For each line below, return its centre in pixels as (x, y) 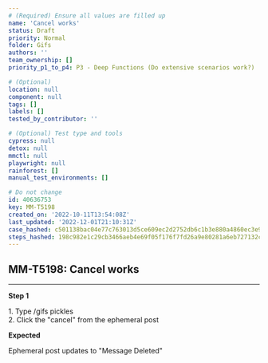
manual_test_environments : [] (59, 178)
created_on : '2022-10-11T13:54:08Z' (69, 215)
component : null (35, 97)
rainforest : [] (33, 171)
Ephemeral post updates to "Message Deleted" (86, 351)
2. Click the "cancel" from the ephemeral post (84, 320)
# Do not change (35, 192)
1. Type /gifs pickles (41, 311)
